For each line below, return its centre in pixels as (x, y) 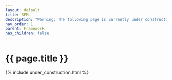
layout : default (23, 10)
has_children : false (27, 33)
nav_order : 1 (19, 24)
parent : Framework (25, 29)
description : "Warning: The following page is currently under (74, 19)
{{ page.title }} (37, 58)
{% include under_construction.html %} (47, 72)
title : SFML (18, 15)
